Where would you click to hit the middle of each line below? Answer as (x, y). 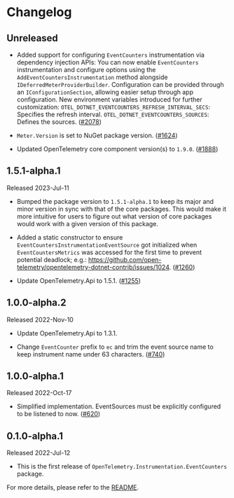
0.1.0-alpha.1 (35, 436)
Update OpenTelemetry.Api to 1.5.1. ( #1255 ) (79, 280)
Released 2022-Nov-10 (40, 319)
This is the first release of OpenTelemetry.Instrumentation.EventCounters (122, 466)
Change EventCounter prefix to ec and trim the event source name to (115, 347)
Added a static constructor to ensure (70, 237)
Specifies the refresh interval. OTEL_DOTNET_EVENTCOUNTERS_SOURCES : (113, 114)
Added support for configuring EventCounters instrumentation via (110, 55)
